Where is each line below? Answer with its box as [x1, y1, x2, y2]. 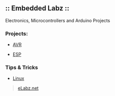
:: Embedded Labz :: [5, 4, 69, 13]
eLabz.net [17, 85, 39, 91]
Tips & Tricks [5, 64, 39, 71]
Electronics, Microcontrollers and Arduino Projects [5, 17, 110, 23]
